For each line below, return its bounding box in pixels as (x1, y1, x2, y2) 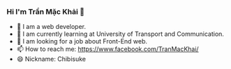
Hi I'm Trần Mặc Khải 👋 (6, 7, 85, 17)
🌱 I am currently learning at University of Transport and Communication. (16, 30, 225, 38)
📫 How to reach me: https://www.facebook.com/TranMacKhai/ (16, 45, 200, 53)
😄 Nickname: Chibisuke (16, 55, 87, 63)
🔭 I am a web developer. (16, 23, 87, 31)
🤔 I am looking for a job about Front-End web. (16, 37, 148, 46)
